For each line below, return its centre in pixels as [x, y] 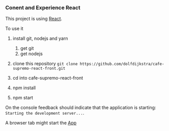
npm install [24, 88]
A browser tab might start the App [41, 123]
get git [27, 48]
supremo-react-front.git [39, 69]
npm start [23, 98]
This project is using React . [34, 19]
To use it [15, 29]
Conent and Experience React [43, 8]
